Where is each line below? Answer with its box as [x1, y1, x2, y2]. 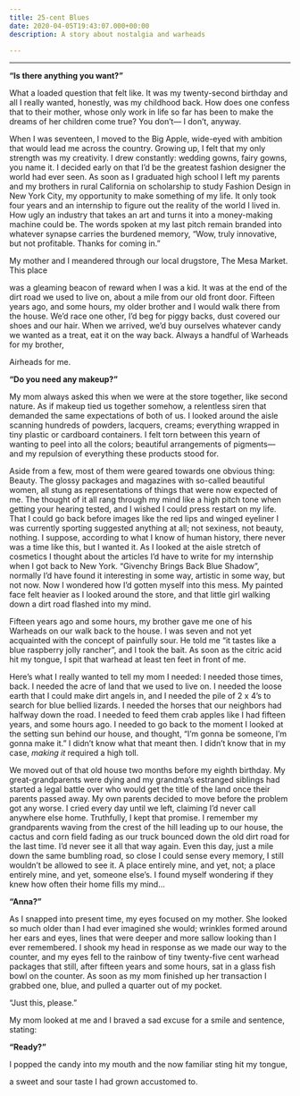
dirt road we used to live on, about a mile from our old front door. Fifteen [9, 292, 275, 302]
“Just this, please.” [9, 998, 78, 1008]
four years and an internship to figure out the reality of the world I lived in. [9, 200, 281, 211]
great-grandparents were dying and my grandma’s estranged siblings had [9, 775, 280, 786]
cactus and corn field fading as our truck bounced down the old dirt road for [9, 831, 290, 842]
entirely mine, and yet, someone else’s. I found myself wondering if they [9, 870, 274, 880]
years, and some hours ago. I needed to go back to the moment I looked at [9, 719, 284, 730]
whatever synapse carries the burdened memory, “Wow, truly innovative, [9, 229, 278, 240]
